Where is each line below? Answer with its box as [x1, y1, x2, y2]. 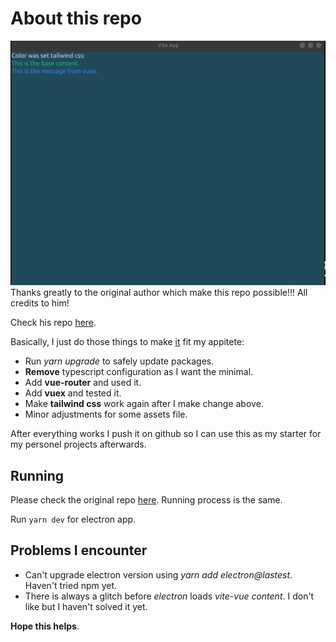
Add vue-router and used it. [24, 377, 142, 389]
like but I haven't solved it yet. [24, 600, 148, 612]
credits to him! [10, 297, 70, 309]
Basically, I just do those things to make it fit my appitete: [10, 336, 245, 348]
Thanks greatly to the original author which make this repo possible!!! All [10, 287, 308, 299]
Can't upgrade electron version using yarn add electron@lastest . [24, 568, 293, 581]
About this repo [10, 7, 142, 30]
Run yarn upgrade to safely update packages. [24, 355, 215, 367]
